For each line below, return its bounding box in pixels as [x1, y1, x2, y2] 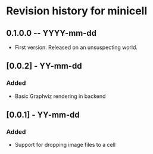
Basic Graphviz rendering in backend [14, 93, 106, 100]
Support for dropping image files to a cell [14, 141, 116, 149]
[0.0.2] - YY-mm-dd [6, 61, 82, 71]
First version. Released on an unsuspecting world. [14, 44, 138, 51]
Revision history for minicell [6, 4, 148, 18]
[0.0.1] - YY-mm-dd [6, 110, 80, 120]
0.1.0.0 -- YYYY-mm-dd [6, 28, 97, 38]
